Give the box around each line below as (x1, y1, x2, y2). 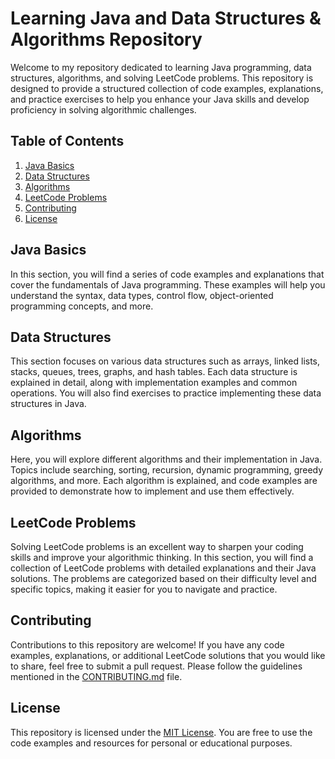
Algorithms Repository (10, 28, 203, 51)
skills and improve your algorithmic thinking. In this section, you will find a (10, 552, 314, 563)
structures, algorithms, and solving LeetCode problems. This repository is (10, 72, 314, 84)
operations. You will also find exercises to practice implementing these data (10, 387, 322, 399)
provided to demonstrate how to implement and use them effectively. (10, 485, 295, 497)
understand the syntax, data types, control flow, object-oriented (10, 289, 274, 301)
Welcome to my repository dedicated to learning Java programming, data (10, 61, 312, 73)
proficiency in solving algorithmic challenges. (10, 103, 197, 116)
